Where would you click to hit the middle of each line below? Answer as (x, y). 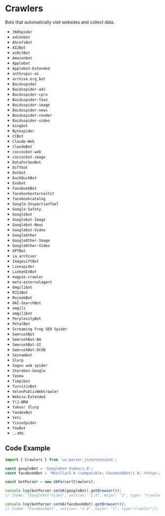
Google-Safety (27, 209)
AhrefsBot (22, 42)
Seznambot (22, 355)
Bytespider (23, 131)
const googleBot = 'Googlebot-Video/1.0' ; (49, 468)
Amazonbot (22, 58)
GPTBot (19, 251)
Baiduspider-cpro (30, 94)
